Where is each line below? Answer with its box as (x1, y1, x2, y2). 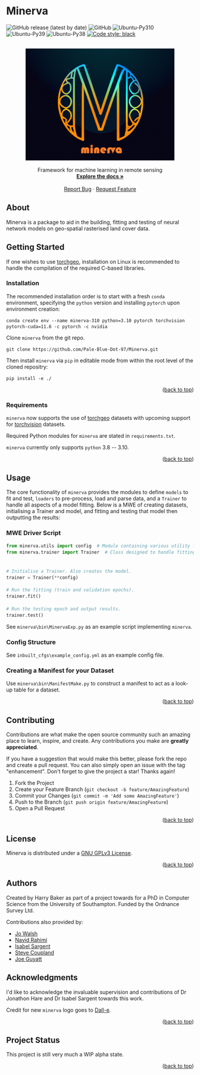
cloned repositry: (6, 363, 48, 370)
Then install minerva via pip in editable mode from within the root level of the (6, 357, 193, 364)
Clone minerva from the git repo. (6, 334, 85, 341)
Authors (6, 878, 37, 888)
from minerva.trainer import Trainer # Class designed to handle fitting (6, 549, 196, 555)
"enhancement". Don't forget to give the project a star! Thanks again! (6, 768, 176, 775)
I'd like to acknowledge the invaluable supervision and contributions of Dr (6, 988, 187, 996)
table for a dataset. (14, 686, 61, 693)
